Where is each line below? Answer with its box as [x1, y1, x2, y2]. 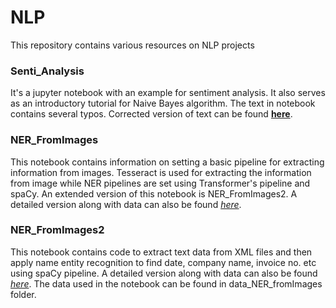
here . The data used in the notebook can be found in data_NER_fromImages [10, 277, 323, 290]
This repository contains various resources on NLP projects [10, 39, 255, 51]
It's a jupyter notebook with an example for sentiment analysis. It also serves [10, 87, 326, 99]
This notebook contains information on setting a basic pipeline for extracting [10, 156, 325, 168]
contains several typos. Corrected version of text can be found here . [10, 108, 293, 120]
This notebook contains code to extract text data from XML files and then [10, 246, 313, 258]
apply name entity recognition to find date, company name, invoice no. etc [10, 256, 317, 268]
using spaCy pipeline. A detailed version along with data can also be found [10, 267, 318, 279]
